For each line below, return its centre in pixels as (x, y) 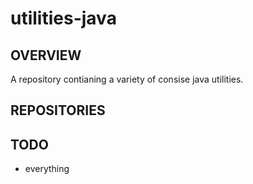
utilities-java (63, 18)
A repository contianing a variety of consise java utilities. (127, 79)
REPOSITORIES (58, 110)
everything (47, 169)
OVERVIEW (46, 55)
